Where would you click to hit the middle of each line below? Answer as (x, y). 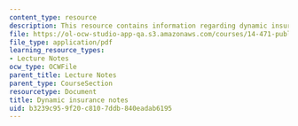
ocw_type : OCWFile (43, 67)
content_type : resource (53, 17)
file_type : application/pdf (61, 42)
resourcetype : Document (53, 91)
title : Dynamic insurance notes (69, 100)
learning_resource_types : (57, 51)
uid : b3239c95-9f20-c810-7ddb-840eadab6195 (91, 108)
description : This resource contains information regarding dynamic (138, 26)
